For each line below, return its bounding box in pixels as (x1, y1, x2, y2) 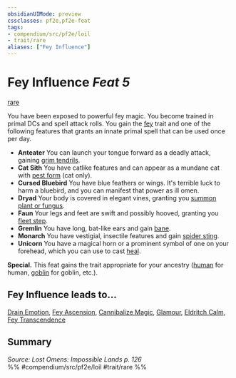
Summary (7, 336, 52, 348)
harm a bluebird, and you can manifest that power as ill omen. (17, 186, 200, 195)
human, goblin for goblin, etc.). (7, 268, 98, 277)
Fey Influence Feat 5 (7, 74, 130, 91)
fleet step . (17, 216, 48, 225)
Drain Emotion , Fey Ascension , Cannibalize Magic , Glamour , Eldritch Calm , (7, 307, 226, 316)
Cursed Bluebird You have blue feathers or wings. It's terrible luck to (17, 178, 221, 187)
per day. (7, 134, 32, 143)
